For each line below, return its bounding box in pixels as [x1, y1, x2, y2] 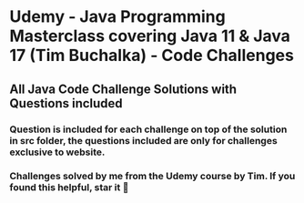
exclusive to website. [9, 146, 106, 158]
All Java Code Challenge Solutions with [9, 81, 238, 96]
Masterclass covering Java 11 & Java [9, 25, 291, 46]
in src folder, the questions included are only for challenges [9, 134, 278, 147]
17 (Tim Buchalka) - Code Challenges [9, 46, 294, 66]
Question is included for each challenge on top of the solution [9, 123, 288, 136]
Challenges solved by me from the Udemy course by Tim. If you [9, 170, 296, 183]
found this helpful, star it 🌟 [9, 181, 129, 194]
